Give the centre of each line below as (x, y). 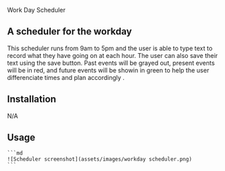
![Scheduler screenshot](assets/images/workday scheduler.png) (100, 159)
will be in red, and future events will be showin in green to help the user (108, 70)
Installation (32, 99)
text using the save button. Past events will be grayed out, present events (111, 63)
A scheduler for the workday (69, 31)
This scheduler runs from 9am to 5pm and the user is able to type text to (110, 48)
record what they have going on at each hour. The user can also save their (112, 55)
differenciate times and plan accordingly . (66, 77)
